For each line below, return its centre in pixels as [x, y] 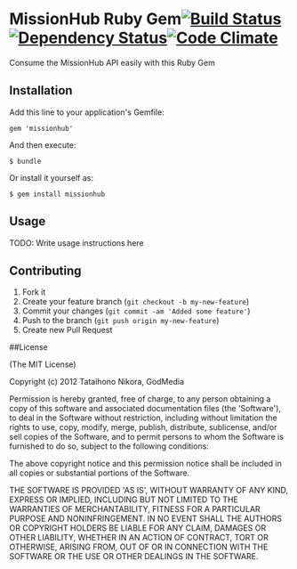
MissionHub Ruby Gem [96, 19]
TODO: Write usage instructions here [76, 243]
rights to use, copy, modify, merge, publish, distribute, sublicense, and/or [143, 427]
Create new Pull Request [67, 330]
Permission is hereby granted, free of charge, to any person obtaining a [140, 399]
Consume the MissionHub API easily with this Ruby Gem [112, 62]
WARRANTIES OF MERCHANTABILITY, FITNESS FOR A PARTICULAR [135, 509]
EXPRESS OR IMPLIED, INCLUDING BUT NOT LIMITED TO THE [124, 500]
